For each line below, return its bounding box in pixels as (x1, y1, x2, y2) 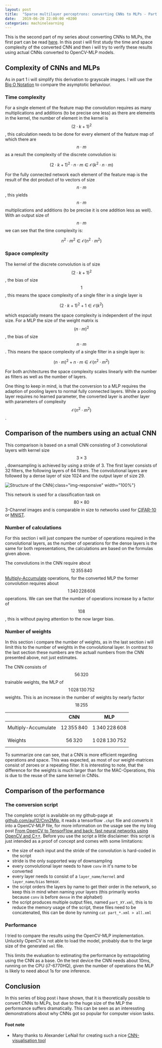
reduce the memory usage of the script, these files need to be (12, 905, 136, 910)
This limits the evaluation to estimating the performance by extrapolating (5, 953, 150, 959)
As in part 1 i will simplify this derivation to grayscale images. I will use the (5, 76, 153, 83)
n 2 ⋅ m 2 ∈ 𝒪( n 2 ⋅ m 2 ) (61, 237, 102, 244)
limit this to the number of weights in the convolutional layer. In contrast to (5, 644, 153, 650)
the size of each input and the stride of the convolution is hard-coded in (12, 848, 156, 853)
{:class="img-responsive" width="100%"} (51, 482, 136, 488)
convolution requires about (5, 581, 59, 586)
